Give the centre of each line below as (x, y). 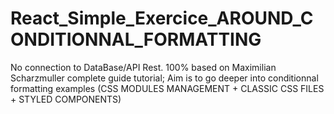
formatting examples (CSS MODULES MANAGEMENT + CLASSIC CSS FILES (167, 88)
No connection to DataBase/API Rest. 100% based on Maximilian (143, 67)
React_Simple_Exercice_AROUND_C (162, 18)
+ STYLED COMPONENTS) (66, 99)
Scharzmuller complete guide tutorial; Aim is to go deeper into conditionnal (164, 78)
